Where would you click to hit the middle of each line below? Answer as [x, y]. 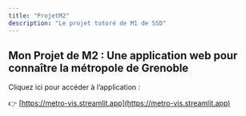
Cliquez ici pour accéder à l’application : [75, 87]
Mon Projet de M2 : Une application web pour [123, 56]
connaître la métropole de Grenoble [99, 68]
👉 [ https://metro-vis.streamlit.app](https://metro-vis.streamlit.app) [119, 103]
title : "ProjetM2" [39, 16]
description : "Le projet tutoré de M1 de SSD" [87, 23]
